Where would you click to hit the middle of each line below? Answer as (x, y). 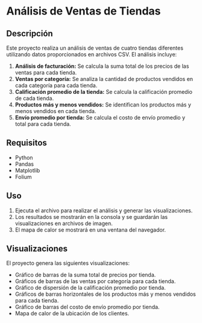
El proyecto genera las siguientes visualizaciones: (68, 263)
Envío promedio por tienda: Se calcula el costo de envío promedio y (100, 117)
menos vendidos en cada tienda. (55, 111)
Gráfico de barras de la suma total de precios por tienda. (85, 275)
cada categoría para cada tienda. (56, 85)
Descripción (30, 34)
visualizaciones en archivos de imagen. (64, 223)
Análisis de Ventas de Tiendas (84, 11)
